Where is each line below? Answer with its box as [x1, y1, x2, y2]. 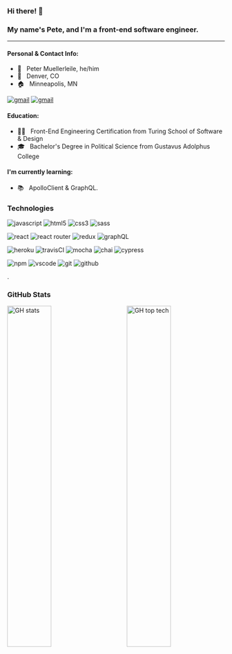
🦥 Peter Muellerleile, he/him [17, 65, 100, 73]
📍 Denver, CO [17, 72, 60, 80]
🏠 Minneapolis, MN [17, 79, 78, 88]
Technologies [7, 203, 54, 213]
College [17, 152, 40, 160]
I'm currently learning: [7, 168, 73, 176]
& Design [17, 134, 43, 142]
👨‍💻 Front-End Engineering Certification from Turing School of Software [17, 127, 223, 135]
